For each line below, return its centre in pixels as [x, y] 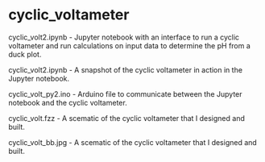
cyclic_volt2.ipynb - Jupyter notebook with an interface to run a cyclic [124, 37]
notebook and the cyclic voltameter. [68, 102]
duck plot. [25, 54]
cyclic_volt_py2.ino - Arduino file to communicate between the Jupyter [126, 93]
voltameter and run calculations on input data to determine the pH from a [130, 45]
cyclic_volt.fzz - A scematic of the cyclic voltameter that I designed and [127, 118]
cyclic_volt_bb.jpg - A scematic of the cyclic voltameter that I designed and [133, 142]
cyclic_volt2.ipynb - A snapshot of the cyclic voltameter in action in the [126, 69]
